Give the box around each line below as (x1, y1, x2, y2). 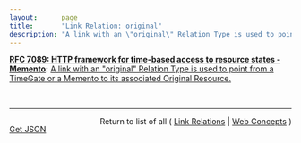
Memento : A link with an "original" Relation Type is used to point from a (9, 63, 275, 74)
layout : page (9, 13, 78, 22)
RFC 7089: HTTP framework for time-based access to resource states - (9, 55, 280, 65)
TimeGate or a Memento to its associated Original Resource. (9, 73, 231, 84)
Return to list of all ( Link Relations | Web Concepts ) (99, 116, 292, 127)
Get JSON (9, 124, 47, 135)
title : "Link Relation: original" (9, 21, 163, 30)
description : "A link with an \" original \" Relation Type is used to (9, 29, 275, 38)
